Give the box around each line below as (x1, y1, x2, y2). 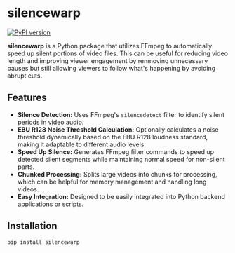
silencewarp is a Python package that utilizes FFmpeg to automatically (7, 41, 213, 50)
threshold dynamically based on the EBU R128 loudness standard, (17, 132, 208, 141)
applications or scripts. (17, 200, 84, 208)
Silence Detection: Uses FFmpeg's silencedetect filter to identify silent (17, 110, 225, 118)
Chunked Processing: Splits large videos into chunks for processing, (17, 170, 217, 178)
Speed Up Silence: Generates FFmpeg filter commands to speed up (17, 147, 215, 156)
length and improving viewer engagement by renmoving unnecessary (7, 56, 208, 64)
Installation (7, 220, 58, 232)
